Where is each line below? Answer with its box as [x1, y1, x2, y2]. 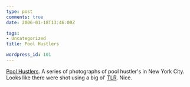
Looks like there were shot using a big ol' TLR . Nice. [6, 74, 133, 81]
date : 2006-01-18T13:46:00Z [6, 19, 76, 25]
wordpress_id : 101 [6, 52, 51, 58]
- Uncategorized [6, 36, 46, 42]
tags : [6, 30, 19, 36]
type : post [6, 8, 33, 15]
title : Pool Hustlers [6, 41, 60, 47]
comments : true [6, 14, 44, 20]
